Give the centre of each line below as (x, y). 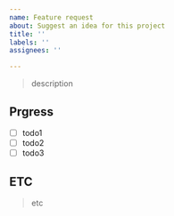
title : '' (28, 34)
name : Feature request (51, 17)
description (52, 84)
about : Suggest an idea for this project (87, 26)
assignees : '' (36, 51)
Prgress (31, 112)
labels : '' (29, 42)
